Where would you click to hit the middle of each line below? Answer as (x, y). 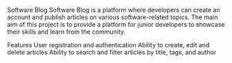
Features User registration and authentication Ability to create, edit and (108, 45)
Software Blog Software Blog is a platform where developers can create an (114, 10)
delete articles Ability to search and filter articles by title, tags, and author (112, 52)
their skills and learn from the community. (66, 32)
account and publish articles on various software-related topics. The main (113, 17)
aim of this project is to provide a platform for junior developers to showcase (116, 24)
